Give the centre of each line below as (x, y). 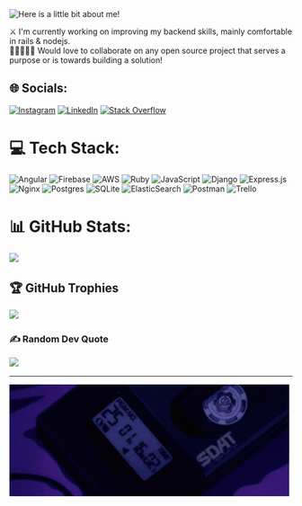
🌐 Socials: (39, 89)
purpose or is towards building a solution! (86, 60)
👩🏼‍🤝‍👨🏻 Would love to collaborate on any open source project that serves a (147, 50)
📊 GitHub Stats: (71, 226)
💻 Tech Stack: (65, 148)
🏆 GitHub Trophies (64, 288)
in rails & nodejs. (40, 41)
